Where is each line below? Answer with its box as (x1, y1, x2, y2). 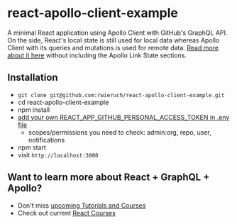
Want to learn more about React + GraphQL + (7, 172, 210, 184)
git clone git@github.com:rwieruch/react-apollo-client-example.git (17, 91, 225, 99)
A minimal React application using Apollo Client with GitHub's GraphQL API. (7, 28, 228, 37)
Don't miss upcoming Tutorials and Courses (17, 201, 146, 210)
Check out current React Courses (17, 208, 116, 217)
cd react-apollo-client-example (17, 98, 109, 106)
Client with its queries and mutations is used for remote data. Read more (7, 43, 219, 52)
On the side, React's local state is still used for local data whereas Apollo (7, 35, 220, 44)
